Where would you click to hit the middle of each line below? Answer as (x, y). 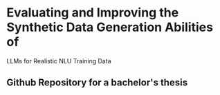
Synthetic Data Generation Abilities (110, 27)
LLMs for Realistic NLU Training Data (59, 61)
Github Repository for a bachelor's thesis (97, 83)
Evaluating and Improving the (93, 13)
